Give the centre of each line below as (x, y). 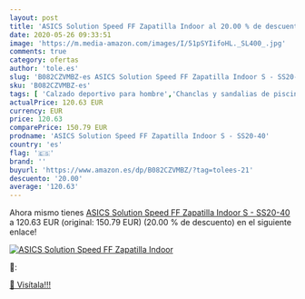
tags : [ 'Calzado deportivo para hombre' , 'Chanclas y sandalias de (140, 94)
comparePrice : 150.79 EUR (58, 128)
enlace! (23, 232)
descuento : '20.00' (46, 178)
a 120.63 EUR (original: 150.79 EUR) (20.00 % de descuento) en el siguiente (151, 223)
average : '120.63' (44, 187)
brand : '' (28, 161)
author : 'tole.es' (44, 69)
